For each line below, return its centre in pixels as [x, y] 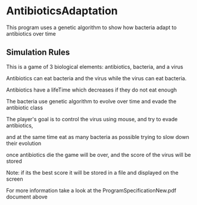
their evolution [24, 143]
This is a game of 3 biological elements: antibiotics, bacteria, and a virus [95, 67]
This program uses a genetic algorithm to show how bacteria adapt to [91, 27]
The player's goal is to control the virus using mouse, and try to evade [92, 119]
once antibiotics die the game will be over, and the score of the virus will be [99, 154]
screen [15, 179]
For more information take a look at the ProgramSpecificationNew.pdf [91, 190]
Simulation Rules [38, 53]
